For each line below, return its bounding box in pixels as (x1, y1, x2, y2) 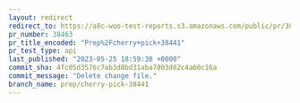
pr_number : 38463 (8, 30, 73, 39)
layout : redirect (8, 13, 73, 22)
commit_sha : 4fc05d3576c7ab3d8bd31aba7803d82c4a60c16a (8, 64, 218, 73)
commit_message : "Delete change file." (8, 72, 158, 81)
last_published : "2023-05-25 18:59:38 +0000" (8, 55, 181, 64)
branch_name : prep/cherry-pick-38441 (8, 80, 150, 89)
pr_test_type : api (8, 47, 77, 56)
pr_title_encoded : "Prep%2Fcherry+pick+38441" (8, 38, 185, 47)
